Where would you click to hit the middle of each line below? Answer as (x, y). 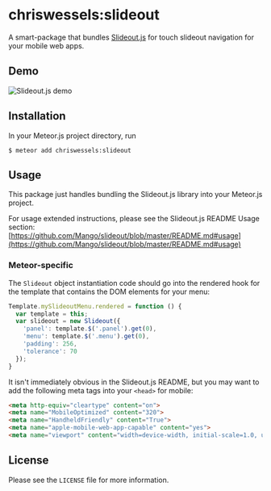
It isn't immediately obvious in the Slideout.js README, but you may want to (134, 382)
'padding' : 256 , (50, 344)
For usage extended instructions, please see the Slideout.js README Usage (134, 219)
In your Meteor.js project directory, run (73, 136)
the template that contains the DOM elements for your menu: (109, 292)
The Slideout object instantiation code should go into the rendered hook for (134, 283)
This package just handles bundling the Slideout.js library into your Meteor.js (135, 195)
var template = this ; (52, 314)
